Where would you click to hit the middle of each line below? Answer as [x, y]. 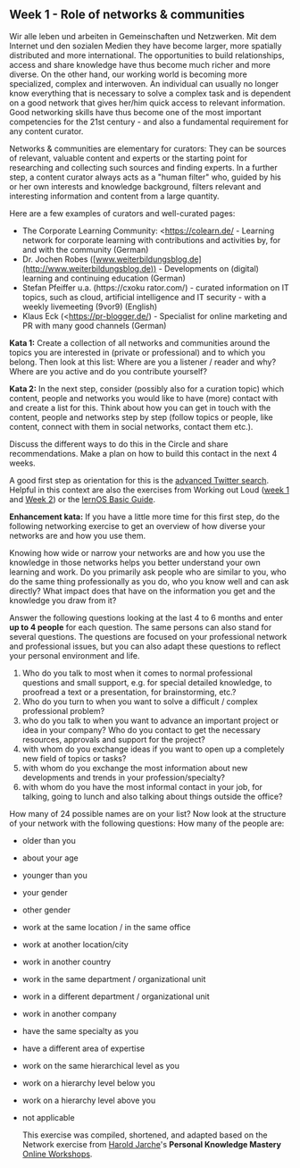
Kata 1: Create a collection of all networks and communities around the [140, 342]
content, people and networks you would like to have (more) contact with [144, 398]
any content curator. [46, 131]
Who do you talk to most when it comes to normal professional [137, 673]
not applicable [48, 1117]
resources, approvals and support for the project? [113, 739]
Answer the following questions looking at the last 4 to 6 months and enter [146, 618]
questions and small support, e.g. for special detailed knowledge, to [147, 682]
